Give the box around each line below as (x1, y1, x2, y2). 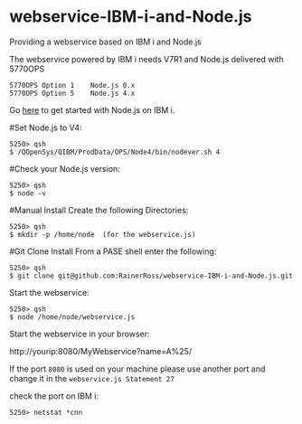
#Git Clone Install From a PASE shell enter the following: (9, 246, 217, 257)
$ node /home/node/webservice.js (9, 312, 136, 322)
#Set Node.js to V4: (9, 122, 82, 133)
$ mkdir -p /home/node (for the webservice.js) (9, 230, 196, 239)
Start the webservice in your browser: (9, 328, 150, 339)
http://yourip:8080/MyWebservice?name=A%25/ (9, 345, 193, 356)
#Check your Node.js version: (9, 163, 120, 174)
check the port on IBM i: (9, 391, 99, 401)
